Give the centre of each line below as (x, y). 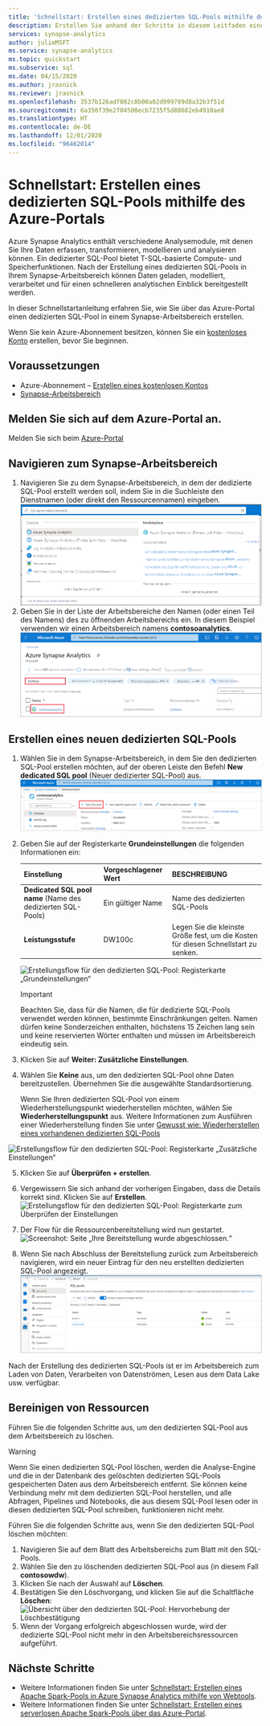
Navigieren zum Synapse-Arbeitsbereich (113, 463)
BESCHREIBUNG (199, 874)
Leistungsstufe (50, 940)
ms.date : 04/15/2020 (43, 76)
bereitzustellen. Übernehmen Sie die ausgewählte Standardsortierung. (136, 1083)
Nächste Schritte (51, 1669)
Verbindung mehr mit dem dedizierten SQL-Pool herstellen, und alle (120, 1492)
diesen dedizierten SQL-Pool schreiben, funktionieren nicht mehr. (117, 1509)
